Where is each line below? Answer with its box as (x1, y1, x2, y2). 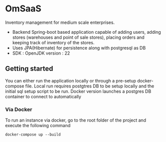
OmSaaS (5, 3, 42, 14)
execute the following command (5, 123, 71, 129)
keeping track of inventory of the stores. (12, 39, 95, 45)
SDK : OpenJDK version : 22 (12, 50, 70, 56)
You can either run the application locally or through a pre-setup (5, 77, 136, 83)
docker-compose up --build (5, 132, 61, 137)
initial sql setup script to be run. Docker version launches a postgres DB (5, 88, 152, 94)
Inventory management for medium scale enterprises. (5, 19, 115, 25)
